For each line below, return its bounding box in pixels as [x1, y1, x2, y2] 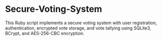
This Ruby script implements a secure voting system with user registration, [5, 20, 157, 26]
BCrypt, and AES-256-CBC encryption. [5, 30, 85, 36]
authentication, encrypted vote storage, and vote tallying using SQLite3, [5, 25, 152, 31]
